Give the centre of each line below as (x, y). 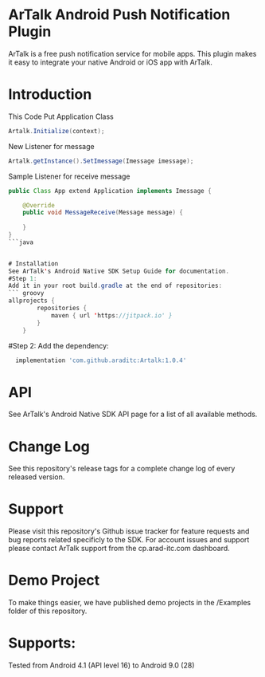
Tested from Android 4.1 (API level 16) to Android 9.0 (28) (101, 665)
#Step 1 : (23, 278)
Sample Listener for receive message (69, 176)
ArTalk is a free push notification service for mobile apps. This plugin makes (132, 53)
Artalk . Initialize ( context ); (57, 131)
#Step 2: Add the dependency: (58, 345)
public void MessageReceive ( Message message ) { (103, 213)
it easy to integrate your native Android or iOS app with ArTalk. (110, 62)
